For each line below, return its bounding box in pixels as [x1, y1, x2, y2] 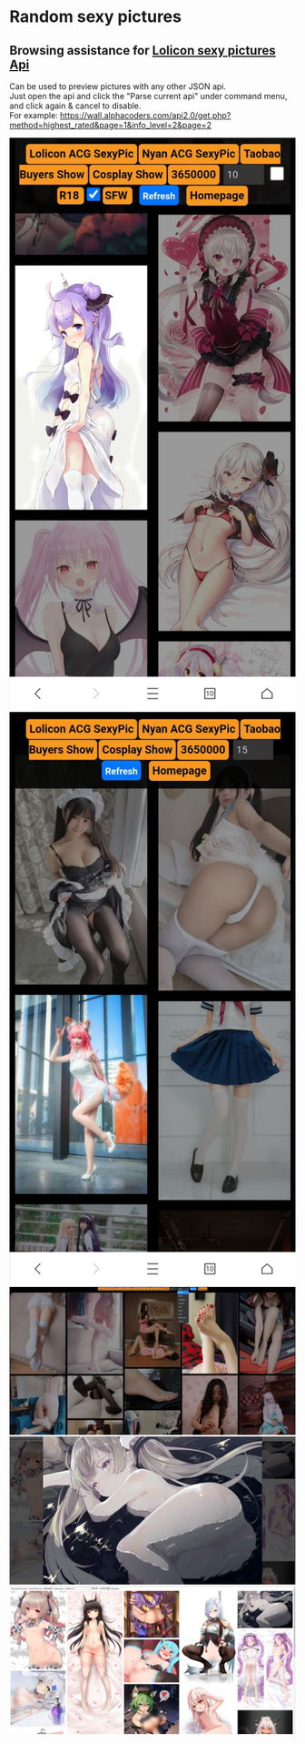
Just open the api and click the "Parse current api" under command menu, [9, 91, 288, 101]
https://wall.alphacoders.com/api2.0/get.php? [60, 110, 231, 120]
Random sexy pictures [9, 6, 182, 27]
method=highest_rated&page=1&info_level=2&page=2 [9, 120, 212, 130]
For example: [9, 110, 59, 120]
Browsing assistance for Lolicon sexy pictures [9, 43, 276, 58]
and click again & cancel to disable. [9, 100, 142, 111]
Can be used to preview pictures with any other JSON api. [9, 81, 227, 92]
